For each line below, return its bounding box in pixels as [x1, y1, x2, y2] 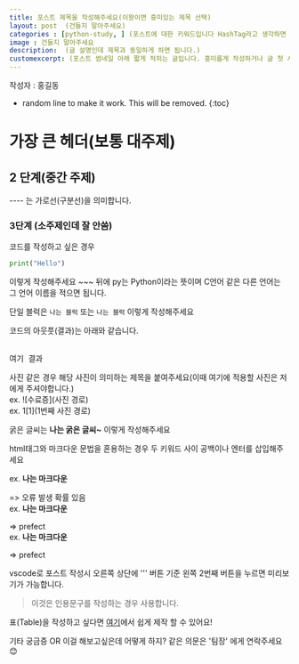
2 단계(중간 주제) [9, 170, 96, 185]
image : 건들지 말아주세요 [9, 37, 94, 47]
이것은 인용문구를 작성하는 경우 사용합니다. [30, 598, 180, 609]
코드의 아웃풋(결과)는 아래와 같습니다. [9, 326, 140, 336]
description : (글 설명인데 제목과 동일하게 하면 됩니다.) [9, 46, 201, 55]
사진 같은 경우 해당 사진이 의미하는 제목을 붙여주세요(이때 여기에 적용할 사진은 [9, 372, 279, 383]
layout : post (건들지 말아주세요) [9, 21, 126, 30]
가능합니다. [25, 579, 65, 590]
